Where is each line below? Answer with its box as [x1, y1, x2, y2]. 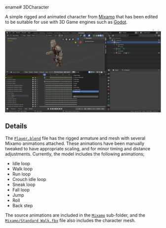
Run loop [12, 171, 31, 177]
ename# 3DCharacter [5, 4, 49, 10]
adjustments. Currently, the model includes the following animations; [5, 151, 145, 157]
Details [5, 122, 27, 131]
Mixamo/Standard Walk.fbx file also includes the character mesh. [5, 217, 136, 223]
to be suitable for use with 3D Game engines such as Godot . [5, 19, 127, 25]
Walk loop [12, 166, 33, 172]
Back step [12, 202, 33, 208]
